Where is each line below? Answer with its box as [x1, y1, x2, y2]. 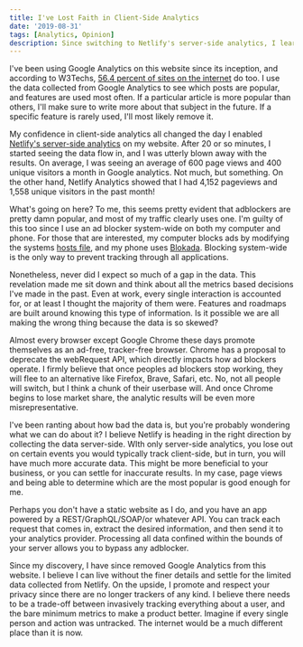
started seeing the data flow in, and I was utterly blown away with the [9, 148, 268, 159]
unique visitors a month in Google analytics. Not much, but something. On [9, 167, 284, 178]
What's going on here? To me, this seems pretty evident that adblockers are [9, 204, 291, 215]
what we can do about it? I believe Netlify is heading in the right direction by [9, 429, 291, 440]
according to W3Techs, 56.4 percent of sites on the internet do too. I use [9, 73, 280, 84]
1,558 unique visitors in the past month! [9, 186, 155, 197]
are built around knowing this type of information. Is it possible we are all [9, 308, 280, 319]
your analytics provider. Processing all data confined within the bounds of [9, 533, 283, 544]
